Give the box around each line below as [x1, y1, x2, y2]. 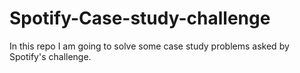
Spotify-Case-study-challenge [9, 7, 271, 30]
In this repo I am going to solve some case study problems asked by [9, 40, 290, 52]
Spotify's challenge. [9, 50, 92, 62]
